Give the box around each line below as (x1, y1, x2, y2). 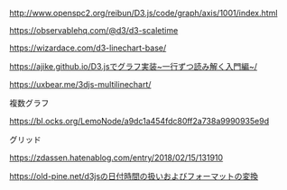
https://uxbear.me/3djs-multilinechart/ (9, 79, 152, 89)
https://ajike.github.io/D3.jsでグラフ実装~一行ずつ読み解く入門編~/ (9, 61, 258, 71)
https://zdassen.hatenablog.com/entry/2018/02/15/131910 (9, 152, 224, 163)
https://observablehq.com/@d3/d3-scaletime (9, 25, 179, 35)
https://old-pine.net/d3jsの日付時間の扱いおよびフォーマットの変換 (9, 171, 259, 181)
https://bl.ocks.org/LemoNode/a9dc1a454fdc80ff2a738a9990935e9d (9, 116, 269, 126)
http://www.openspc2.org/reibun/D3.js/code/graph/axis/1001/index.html (9, 8, 278, 18)
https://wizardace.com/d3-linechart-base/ (9, 42, 167, 53)
